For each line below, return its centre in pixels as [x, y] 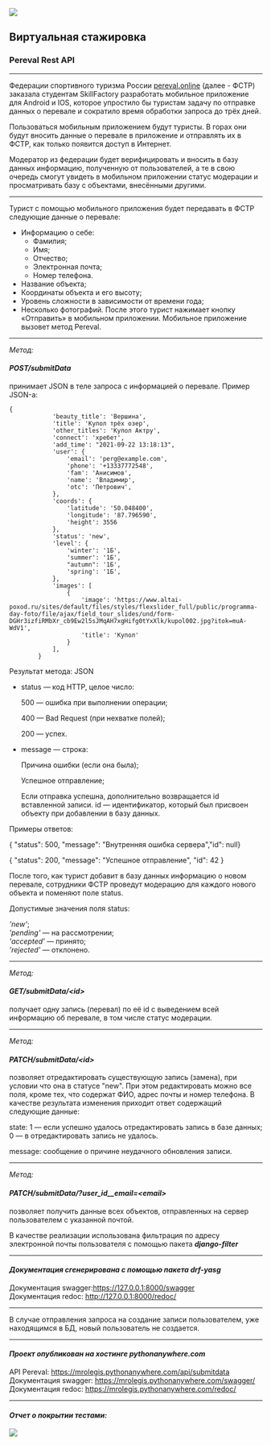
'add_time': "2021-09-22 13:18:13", [113, 444]
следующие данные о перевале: [65, 217]
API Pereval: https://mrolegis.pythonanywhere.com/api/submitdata [119, 1372]
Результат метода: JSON [51, 671]
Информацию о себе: [57, 232]
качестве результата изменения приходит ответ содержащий [115, 1103]
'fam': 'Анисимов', [99, 473]
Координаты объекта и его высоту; [81, 292]
